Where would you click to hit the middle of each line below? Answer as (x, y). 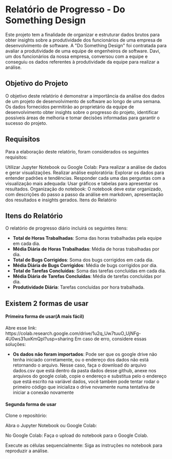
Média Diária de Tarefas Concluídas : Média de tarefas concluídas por (87, 276)
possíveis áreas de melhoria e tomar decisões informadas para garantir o (83, 118)
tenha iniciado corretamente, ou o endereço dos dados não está (81, 359)
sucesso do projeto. (26, 123)
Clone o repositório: (26, 416)
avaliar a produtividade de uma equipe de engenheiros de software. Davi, (83, 51)
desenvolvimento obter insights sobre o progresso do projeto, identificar (82, 112)
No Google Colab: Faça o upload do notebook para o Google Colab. (77, 435)
